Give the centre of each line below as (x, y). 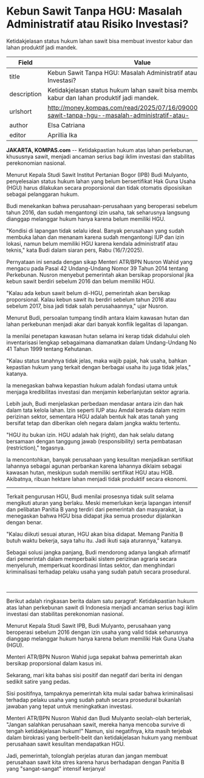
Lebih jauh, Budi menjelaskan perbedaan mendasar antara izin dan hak (95, 403)
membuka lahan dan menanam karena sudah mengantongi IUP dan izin (95, 237)
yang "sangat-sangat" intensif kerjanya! (56, 768)
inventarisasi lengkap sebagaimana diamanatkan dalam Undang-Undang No (101, 342)
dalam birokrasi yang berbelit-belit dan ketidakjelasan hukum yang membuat (102, 737)
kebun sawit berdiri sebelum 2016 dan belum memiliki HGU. (81, 281)
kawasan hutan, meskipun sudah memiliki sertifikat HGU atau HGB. (90, 472)
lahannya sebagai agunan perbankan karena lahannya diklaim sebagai (94, 466)
